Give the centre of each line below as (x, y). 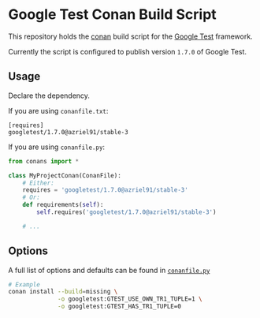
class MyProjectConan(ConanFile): (65, 175)
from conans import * (44, 161)
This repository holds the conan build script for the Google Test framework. (131, 36)
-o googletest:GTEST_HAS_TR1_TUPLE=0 (119, 307)
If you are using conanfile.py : (56, 147)
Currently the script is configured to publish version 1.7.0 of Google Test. (127, 51)
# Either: (39, 183)
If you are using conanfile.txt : (58, 110)
